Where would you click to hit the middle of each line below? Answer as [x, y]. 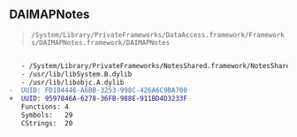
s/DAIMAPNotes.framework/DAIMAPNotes [100, 42]
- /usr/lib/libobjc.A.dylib [72, 82]
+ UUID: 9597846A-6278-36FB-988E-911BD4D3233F [99, 99]
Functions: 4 [45, 107]
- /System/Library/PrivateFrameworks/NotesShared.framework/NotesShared [157, 65]
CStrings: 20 [47, 123]
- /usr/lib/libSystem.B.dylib [76, 74]
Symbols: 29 [47, 115]
